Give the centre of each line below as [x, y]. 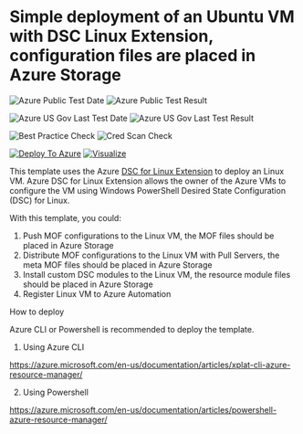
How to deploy [37, 312]
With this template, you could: [65, 217]
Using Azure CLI [53, 347]
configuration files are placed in [133, 56]
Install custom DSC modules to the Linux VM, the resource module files [157, 274]
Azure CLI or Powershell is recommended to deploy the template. [132, 329]
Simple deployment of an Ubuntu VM [152, 17]
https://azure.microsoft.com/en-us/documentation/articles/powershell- [143, 409]
